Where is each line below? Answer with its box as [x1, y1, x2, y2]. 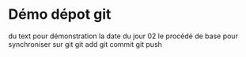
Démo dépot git [8, 5, 112, 23]
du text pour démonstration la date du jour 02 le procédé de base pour [8, 31, 239, 41]
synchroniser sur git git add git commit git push [8, 39, 162, 48]
